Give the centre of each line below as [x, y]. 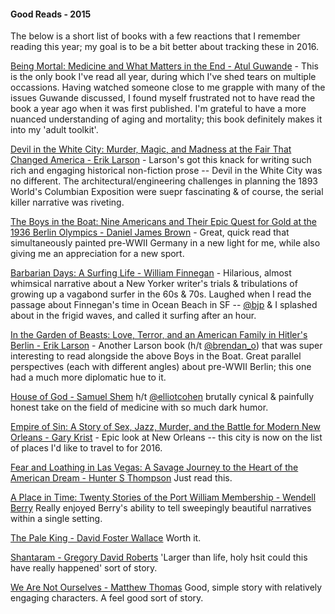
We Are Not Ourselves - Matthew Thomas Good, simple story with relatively [166, 587]
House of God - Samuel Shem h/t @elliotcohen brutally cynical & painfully [162, 397]
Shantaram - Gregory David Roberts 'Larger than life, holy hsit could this [159, 557]
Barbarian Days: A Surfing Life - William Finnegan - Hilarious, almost [151, 273]
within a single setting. [56, 519]
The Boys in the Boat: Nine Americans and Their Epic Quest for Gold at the [163, 222]
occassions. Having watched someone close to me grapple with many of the [168, 87]
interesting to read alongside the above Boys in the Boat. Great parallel [156, 356]
